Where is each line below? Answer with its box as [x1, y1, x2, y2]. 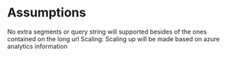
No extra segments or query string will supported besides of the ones [7, 27, 208, 36]
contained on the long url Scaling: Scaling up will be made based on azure [7, 34, 221, 43]
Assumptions [7, 5, 86, 21]
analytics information [7, 42, 68, 50]
